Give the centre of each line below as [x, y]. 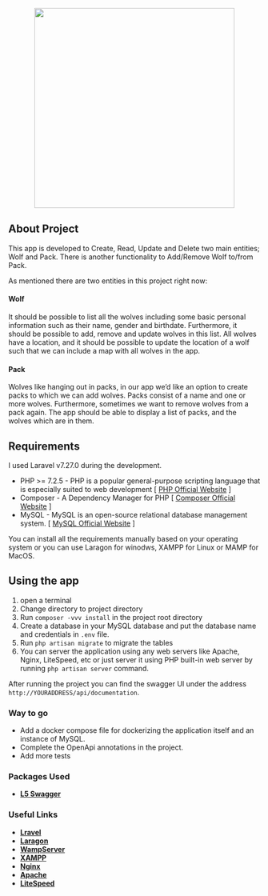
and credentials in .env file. [64, 634]
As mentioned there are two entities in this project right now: [108, 281]
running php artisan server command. [84, 668]
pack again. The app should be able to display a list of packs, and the [123, 413]
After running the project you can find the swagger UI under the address [128, 683]
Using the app [44, 581]
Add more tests [45, 756]
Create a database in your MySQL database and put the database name [138, 626]
